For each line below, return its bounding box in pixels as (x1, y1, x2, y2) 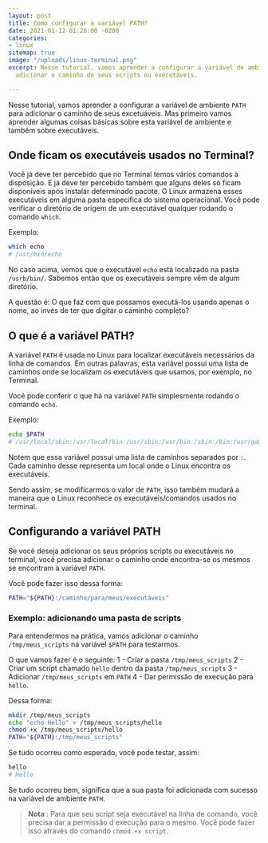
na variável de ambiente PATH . (8, 794, 105, 803)
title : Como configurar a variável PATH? (8, 19, 148, 27)
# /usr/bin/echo (8, 251, 62, 259)
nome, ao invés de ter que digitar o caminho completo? (8, 306, 190, 315)
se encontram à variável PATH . (8, 563, 106, 572)
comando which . (8, 212, 61, 222)
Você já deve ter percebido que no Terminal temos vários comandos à (8, 169, 239, 180)
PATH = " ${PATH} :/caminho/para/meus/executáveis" (8, 594, 170, 602)
